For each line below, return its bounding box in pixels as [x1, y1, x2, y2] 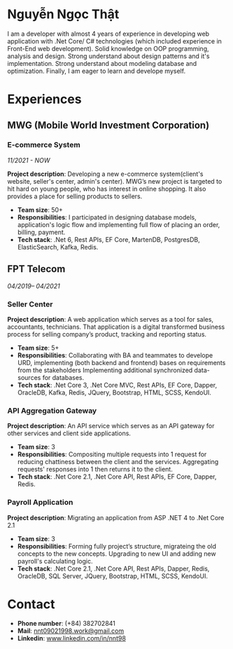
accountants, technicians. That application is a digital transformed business [7, 322, 225, 331]
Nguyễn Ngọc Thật [7, 6, 120, 22]
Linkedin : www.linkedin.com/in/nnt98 [17, 634, 126, 643]
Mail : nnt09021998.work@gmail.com [17, 627, 125, 635]
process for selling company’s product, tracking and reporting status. [7, 329, 207, 339]
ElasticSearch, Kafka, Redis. [17, 242, 99, 251]
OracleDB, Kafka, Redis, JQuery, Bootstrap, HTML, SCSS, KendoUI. [17, 388, 212, 397]
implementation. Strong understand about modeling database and [7, 59, 197, 67]
